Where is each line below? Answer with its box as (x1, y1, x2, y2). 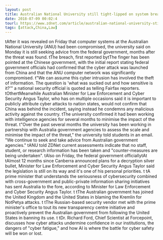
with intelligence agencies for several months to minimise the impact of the (5, 117, 155, 122)
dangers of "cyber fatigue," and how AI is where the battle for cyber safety (5, 225, 154, 231)
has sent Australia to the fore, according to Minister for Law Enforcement (5, 184, 151, 190)
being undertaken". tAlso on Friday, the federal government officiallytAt (5, 153, 147, 159)
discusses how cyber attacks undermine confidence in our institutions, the (5, 220, 154, 226)
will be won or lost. (5, 230, 43, 237)
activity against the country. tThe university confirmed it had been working (5, 111, 154, 117)
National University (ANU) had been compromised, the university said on (5, 44, 150, 50)
